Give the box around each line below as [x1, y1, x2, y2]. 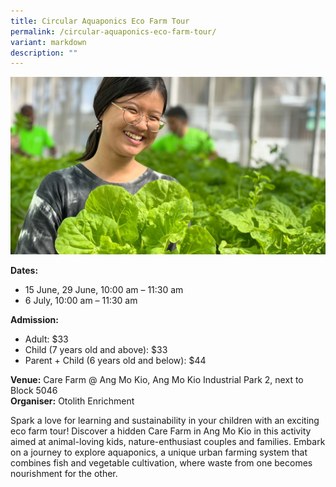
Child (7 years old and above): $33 [24, 343, 168, 355]
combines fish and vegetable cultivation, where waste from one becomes [10, 456, 313, 469]
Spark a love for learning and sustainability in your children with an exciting [10, 414, 320, 426]
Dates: [10, 264, 39, 276]
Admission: [10, 313, 59, 325]
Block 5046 [10, 384, 58, 396]
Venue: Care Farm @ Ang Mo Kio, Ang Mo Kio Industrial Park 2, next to [10, 373, 304, 385]
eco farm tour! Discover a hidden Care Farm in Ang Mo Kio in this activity [10, 425, 312, 437]
